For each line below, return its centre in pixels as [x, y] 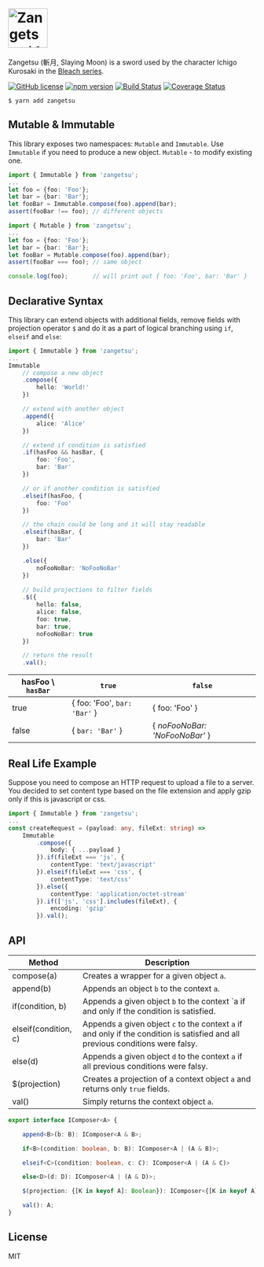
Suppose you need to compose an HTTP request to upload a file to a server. [131, 782]
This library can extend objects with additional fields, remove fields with [125, 319]
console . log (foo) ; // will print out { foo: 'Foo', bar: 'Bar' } [128, 276]
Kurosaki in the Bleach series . [56, 71]
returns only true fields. [126, 1088]
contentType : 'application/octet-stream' [119, 894]
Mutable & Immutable [62, 125]
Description [167, 962]
